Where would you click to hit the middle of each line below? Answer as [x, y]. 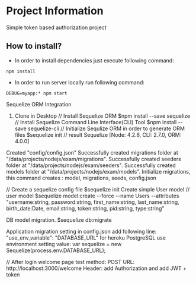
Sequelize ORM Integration [39, 104]
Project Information [55, 11]
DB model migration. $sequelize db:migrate [59, 220]
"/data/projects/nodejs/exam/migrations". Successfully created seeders [94, 159]
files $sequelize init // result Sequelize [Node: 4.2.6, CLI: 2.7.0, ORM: [98, 134]
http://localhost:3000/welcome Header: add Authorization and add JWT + [96, 268]
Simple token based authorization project [56, 27]
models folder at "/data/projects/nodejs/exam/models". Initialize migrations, [98, 171]
